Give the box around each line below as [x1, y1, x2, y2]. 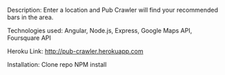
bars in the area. [7, 13, 54, 21]
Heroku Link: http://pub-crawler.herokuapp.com [7, 47, 144, 55]
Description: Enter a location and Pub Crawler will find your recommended [7, 6, 219, 14]
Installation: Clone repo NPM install [7, 61, 107, 68]
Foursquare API [7, 34, 52, 42]
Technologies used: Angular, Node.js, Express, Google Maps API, [7, 27, 193, 34]
